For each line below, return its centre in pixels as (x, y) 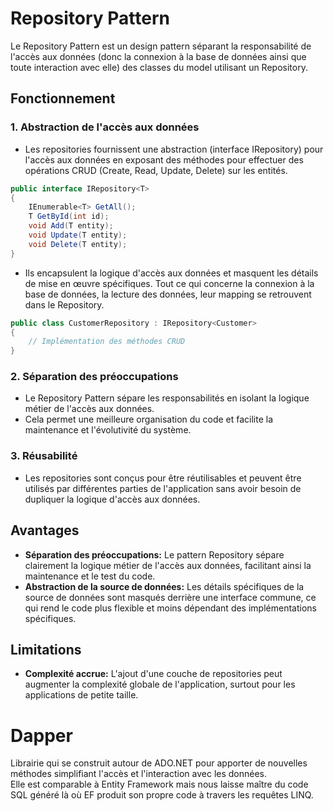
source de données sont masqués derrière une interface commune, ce (170, 597)
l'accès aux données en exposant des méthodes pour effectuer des (164, 159)
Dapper (41, 735)
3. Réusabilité (44, 456)
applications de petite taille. (81, 695)
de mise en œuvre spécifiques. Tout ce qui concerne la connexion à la (169, 283)
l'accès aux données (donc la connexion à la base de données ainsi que (158, 56)
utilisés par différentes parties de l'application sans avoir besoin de (163, 488)
